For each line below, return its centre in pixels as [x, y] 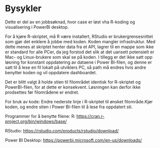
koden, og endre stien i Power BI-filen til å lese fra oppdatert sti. [69, 107]
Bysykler [23, 8]
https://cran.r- [90, 116]
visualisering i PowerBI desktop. [37, 27]
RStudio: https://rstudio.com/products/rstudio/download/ [62, 131]
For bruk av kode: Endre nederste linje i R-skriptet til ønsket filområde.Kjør [79, 101]
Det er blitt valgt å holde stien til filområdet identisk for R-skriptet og [73, 82]
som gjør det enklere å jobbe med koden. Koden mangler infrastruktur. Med [80, 41]
